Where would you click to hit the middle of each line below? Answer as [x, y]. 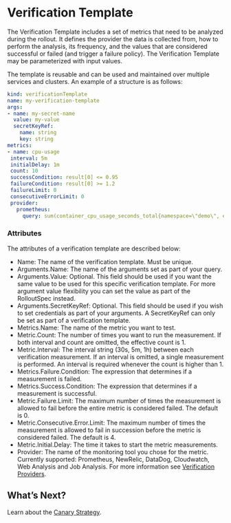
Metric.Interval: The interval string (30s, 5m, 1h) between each [106, 350]
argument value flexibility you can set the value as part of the [104, 291]
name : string [38, 133]
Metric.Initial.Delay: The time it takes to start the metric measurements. [118, 445]
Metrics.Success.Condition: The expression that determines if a [107, 386]
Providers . [32, 473]
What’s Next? [37, 496]
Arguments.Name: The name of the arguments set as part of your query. [119, 269]
